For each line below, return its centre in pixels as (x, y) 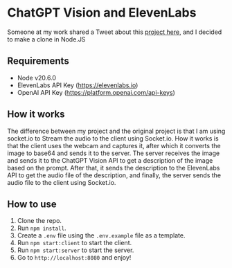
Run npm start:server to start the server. (75, 250)
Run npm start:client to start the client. (74, 243)
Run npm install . (42, 228)
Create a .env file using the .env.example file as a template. (101, 235)
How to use (32, 204)
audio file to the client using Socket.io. (62, 182)
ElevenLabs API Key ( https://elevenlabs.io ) (78, 85)
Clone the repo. (39, 221)
